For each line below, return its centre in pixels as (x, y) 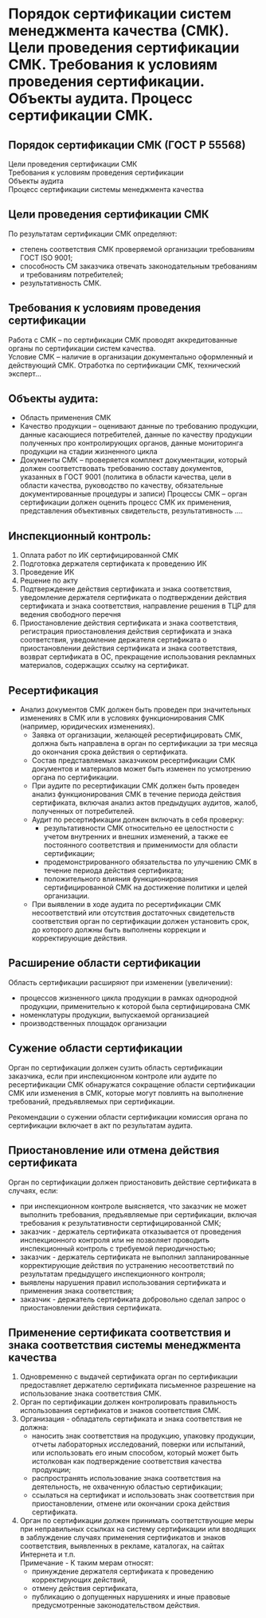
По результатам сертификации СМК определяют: (93, 234)
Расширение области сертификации (104, 963)
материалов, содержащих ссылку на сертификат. (104, 666)
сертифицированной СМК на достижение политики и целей (146, 888)
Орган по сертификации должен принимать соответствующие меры (137, 1521)
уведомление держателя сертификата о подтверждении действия (133, 598)
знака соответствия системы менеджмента (125, 1345)
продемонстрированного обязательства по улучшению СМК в (150, 862)
